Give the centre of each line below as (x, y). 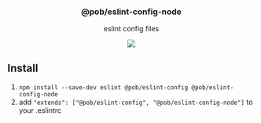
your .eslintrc (40, 110)
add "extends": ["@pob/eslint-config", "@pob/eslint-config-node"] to (136, 102)
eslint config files (131, 29)
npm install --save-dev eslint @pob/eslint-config (103, 88)
